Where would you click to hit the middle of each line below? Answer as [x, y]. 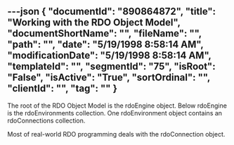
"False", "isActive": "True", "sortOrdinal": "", [109, 78]
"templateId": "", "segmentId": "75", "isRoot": [111, 67]
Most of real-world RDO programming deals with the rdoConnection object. [116, 134]
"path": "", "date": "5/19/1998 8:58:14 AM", [105, 45]
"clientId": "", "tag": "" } [62, 88]
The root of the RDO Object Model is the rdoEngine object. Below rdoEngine [117, 106]
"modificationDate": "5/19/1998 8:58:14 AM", [109, 56]
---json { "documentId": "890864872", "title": [112, 12]
